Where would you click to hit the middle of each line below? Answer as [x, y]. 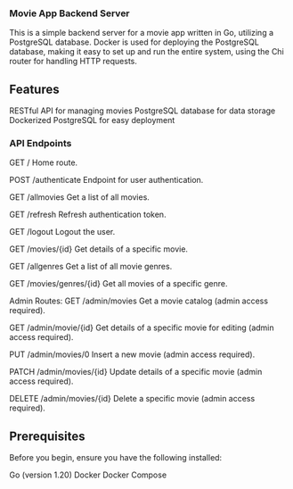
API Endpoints [41, 144]
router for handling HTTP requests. [73, 62]
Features [34, 89]
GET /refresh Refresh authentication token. [88, 215]
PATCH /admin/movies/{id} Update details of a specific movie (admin [136, 372]
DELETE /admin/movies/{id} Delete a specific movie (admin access [132, 399]
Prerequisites [47, 436]
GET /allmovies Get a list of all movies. [79, 197]
